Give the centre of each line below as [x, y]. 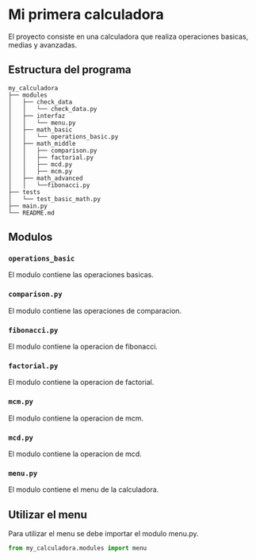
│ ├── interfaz [37, 116]
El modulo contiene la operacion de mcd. [75, 454]
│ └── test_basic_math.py [55, 199]
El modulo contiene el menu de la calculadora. [84, 490]
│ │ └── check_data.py [53, 109]
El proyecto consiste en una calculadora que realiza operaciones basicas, [128, 36]
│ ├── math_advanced [46, 178]
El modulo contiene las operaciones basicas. [81, 275]
